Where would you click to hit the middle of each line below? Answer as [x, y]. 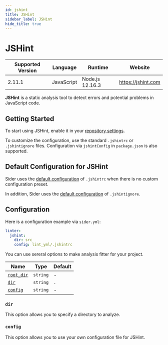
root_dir [18, 275]
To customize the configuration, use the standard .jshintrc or [69, 140]
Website [140, 67]
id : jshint [16, 10]
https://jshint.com [140, 82]
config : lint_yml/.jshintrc [43, 245]
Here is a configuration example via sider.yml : [53, 221]
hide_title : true [23, 24]
